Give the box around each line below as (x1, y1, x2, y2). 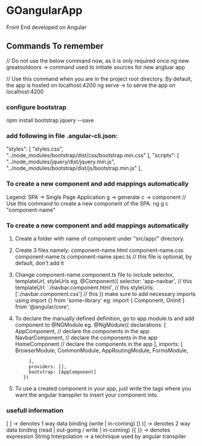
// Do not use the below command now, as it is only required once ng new (6, 57, 189, 64)
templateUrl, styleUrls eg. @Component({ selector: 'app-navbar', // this (14, 277, 192, 284)
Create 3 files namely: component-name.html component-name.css (14, 247, 184, 254)
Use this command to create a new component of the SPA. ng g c (6, 199, 169, 207)
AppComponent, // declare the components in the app (14, 327, 150, 334)
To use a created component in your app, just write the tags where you (14, 385, 191, 392)
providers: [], (28, 363, 67, 369)
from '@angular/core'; (14, 303, 71, 310)
